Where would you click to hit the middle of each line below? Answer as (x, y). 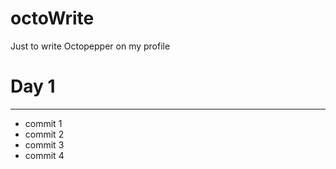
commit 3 (44, 144)
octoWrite (52, 18)
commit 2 (44, 134)
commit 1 (43, 123)
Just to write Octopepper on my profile (90, 46)
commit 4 (44, 155)
